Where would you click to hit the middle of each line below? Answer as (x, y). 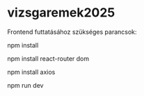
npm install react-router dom (48, 58)
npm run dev (25, 85)
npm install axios (31, 72)
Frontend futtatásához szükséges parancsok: (72, 32)
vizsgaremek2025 (61, 13)
